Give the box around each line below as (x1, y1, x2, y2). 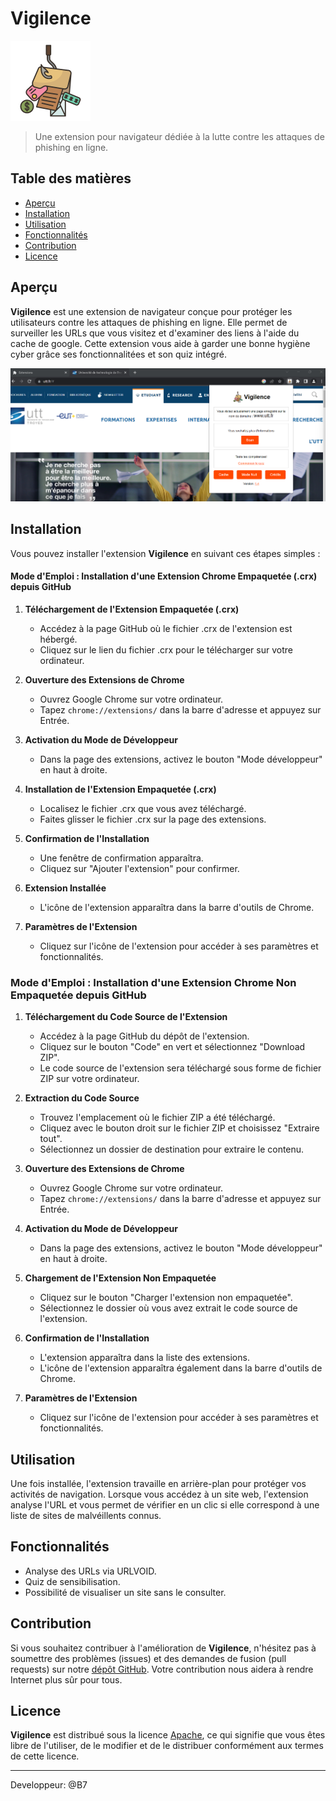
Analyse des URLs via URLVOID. (24, 1565, 157, 1577)
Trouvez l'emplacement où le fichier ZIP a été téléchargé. (39, 1112, 276, 1124)
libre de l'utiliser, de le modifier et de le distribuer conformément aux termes (10, 1740, 324, 1752)
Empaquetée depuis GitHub (10, 988, 147, 1002)
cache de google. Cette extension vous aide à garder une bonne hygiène (10, 337, 311, 349)
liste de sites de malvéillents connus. (10, 1510, 162, 1521)
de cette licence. (10, 1750, 80, 1762)
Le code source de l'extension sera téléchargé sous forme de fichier (39, 1062, 322, 1074)
